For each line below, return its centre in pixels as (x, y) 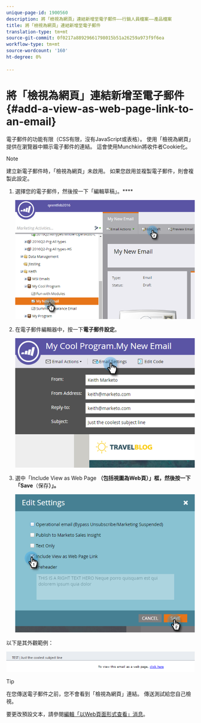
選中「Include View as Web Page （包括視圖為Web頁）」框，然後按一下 (103, 478)
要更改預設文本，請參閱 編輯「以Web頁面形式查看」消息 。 (77, 714)
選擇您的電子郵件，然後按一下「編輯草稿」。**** (74, 191)
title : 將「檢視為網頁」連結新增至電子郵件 (54, 25)
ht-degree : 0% (24, 57)
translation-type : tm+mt (37, 32)
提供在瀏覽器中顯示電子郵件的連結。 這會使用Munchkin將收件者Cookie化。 (99, 147)
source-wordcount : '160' (37, 51)
